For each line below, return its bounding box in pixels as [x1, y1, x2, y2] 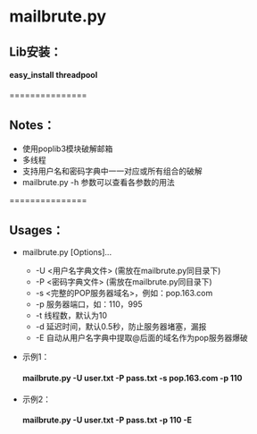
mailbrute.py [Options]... [21, 247, 112, 258]
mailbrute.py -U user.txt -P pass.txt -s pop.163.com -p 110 [21, 373, 243, 383]
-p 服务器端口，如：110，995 [35, 299, 143, 310]
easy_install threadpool [9, 70, 98, 81]
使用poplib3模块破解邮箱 [21, 143, 113, 154]
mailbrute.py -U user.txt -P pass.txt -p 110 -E [21, 414, 193, 426]
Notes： [9, 118, 55, 133]
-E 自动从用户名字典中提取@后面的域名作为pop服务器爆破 [35, 333, 248, 344]
